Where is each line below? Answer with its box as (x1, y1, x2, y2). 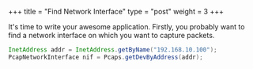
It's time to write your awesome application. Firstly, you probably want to (8, 22, 245, 31)
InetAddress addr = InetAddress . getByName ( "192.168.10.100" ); (8, 46, 217, 54)
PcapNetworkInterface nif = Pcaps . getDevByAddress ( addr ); (8, 53, 203, 61)
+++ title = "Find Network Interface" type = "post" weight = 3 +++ (8, 7, 224, 16)
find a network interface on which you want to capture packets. (8, 31, 215, 40)
